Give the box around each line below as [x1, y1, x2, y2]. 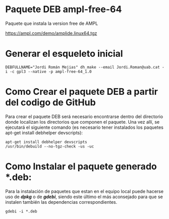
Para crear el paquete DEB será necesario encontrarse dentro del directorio [5, 113, 163, 120]
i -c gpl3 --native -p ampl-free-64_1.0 [5, 69, 92, 74]
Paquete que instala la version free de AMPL [5, 20, 98, 26]
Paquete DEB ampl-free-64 [5, 4, 122, 15]
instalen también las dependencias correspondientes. [5, 199, 118, 205]
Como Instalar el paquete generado [5, 161, 157, 172]
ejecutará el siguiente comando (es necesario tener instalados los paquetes [5, 124, 164, 130]
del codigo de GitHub [5, 97, 96, 108]
